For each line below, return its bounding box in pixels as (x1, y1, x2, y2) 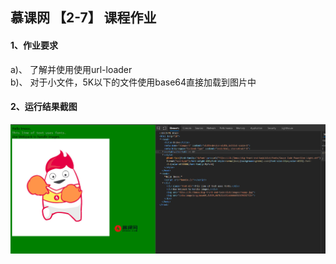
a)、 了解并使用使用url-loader (10, 63, 133, 75)
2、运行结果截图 (10, 101, 78, 113)
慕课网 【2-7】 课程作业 (10, 9, 157, 27)
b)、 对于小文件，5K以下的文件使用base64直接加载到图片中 (10, 76, 257, 88)
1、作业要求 (10, 39, 59, 51)
